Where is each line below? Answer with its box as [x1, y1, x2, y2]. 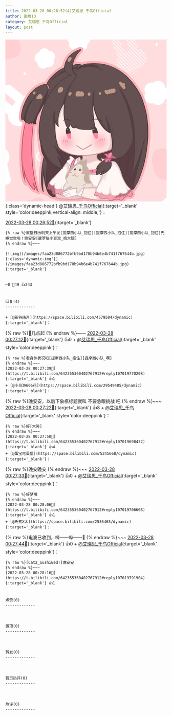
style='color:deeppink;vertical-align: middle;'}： [5, 209, 106, 215]
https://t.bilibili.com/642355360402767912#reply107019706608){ [5, 507, 145, 512]
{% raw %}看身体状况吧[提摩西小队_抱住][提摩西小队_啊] [5, 356, 113, 361]
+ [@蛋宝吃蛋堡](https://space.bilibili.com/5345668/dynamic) [5, 451, 137, 456]
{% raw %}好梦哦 [5, 492, 38, 497]
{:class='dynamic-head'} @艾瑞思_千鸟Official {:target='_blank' [5, 203, 138, 209]
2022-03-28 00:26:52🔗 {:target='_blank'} [5, 219, 92, 226]
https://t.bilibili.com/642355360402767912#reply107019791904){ [5, 576, 145, 581]
